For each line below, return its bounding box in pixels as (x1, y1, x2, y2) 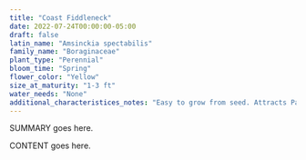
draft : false (9, 30, 59, 39)
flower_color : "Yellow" (9, 73, 100, 82)
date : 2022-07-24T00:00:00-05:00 (9, 22, 137, 31)
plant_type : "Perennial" (9, 55, 104, 65)
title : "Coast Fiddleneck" (9, 13, 112, 23)
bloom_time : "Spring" (9, 65, 92, 74)
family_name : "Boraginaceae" (9, 47, 120, 56)
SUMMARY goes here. (9, 123, 94, 134)
